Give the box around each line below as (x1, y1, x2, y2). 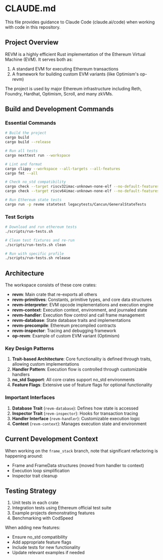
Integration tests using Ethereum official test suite (12, 505, 112, 511)
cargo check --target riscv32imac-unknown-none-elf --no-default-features (5, 184, 160, 189)
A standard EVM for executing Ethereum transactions (12, 66, 119, 72)
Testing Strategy (5, 486, 57, 495)
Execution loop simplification (12, 467, 70, 473)
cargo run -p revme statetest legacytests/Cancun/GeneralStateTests (5, 202, 147, 207)
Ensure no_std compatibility (12, 534, 68, 540)
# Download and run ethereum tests (5, 224, 77, 229)
